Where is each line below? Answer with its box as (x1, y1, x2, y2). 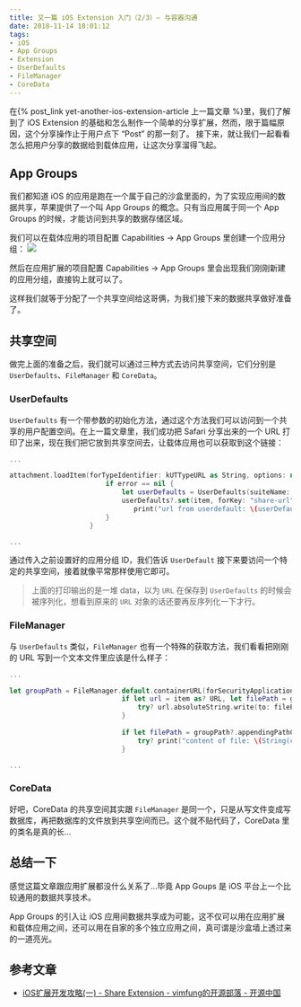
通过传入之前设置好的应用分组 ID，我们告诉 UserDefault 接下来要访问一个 (9, 554, 280, 566)
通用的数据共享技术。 (16, 891, 96, 903)
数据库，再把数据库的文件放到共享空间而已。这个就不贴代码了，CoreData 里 (9, 815, 290, 826)
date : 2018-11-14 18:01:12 (9, 22, 110, 31)
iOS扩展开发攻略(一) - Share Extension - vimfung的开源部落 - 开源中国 (21, 987, 281, 998)
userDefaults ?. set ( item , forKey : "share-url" (121, 496, 295, 506)
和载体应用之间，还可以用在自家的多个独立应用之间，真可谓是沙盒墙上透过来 (9, 922, 292, 932)
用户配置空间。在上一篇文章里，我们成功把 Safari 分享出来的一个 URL (24, 426, 280, 437)
